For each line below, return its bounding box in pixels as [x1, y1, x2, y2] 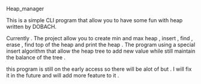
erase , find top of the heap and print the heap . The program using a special [6, 41, 196, 48]
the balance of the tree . [6, 54, 66, 61]
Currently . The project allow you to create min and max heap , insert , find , [6, 35, 193, 41]
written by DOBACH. [6, 23, 57, 30]
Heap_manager [6, 5, 44, 12]
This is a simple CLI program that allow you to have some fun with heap [6, 17, 183, 23]
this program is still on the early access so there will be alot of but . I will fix [6, 65, 192, 73]
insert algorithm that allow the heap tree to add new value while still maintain [6, 47, 196, 55]
